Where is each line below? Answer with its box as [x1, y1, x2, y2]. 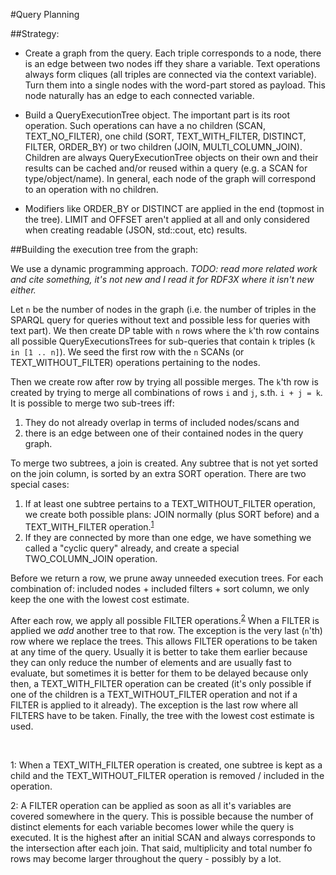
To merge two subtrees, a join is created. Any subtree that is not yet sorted [10, 457, 319, 469]
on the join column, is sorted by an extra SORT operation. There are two [10, 468, 307, 479]
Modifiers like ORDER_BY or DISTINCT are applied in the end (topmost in [24, 203, 325, 214]
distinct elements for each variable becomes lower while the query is [10, 821, 295, 833]
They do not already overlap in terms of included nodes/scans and [24, 417, 300, 428]
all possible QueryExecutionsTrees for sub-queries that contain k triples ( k [10, 335, 316, 347]
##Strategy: [10, 28, 60, 39]
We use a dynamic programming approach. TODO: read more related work [10, 263, 318, 274]
